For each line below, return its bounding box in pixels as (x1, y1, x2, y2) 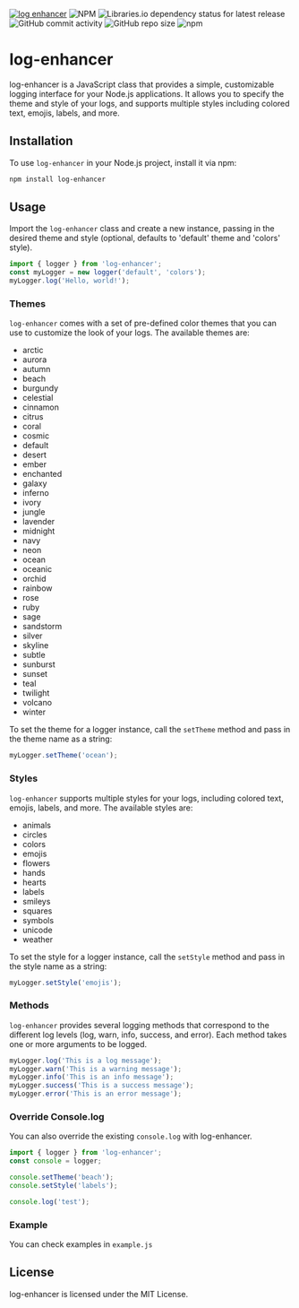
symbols (21, 914, 55, 925)
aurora (21, 354, 47, 365)
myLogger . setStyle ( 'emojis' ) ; (9, 978, 123, 987)
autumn (21, 364, 51, 375)
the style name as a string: (9, 960, 107, 972)
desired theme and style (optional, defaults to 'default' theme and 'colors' (9, 233, 280, 244)
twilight (21, 688, 50, 698)
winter (21, 706, 47, 717)
